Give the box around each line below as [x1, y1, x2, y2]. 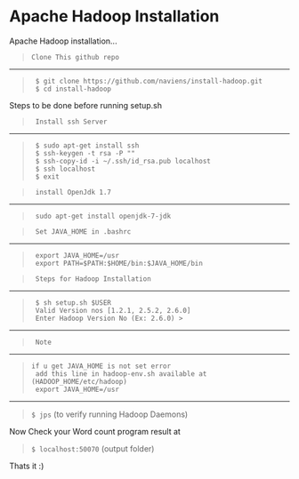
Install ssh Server [35, 117, 108, 126]
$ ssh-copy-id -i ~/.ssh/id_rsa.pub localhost [35, 156, 211, 165]
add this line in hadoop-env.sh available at [35, 369, 207, 379]
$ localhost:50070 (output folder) [30, 443, 155, 454]
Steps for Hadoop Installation [35, 274, 151, 283]
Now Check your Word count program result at [9, 426, 181, 436]
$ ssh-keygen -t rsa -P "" [35, 148, 135, 157]
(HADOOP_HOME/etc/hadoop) [30, 377, 127, 386]
